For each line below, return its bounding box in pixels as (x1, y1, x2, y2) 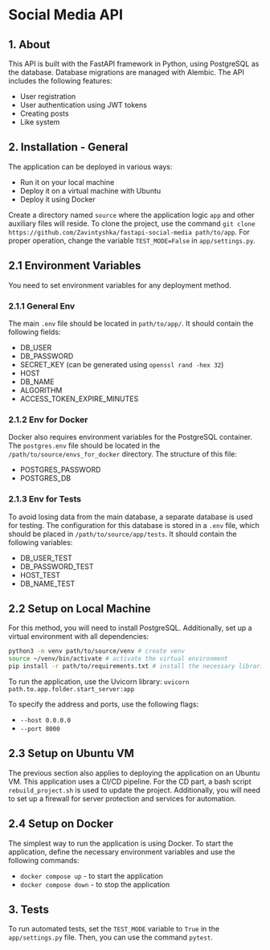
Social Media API (8, 6, 123, 24)
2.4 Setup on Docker (8, 817, 114, 831)
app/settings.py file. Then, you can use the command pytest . (8, 932, 213, 942)
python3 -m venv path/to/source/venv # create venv (8, 647, 185, 656)
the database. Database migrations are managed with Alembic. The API (8, 68, 245, 77)
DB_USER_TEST (19, 553, 72, 563)
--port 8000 (19, 725, 60, 733)
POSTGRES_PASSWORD (19, 465, 101, 475)
